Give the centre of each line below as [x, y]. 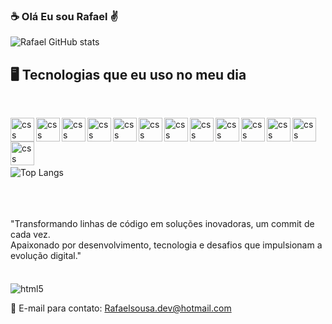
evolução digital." [46, 256]
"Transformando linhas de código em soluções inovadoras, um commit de [162, 224]
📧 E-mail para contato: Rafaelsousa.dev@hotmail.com [121, 308]
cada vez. [30, 235]
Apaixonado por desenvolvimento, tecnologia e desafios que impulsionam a [166, 245]
